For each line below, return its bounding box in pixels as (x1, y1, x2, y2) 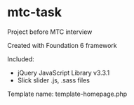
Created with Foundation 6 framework (7, 41, 117, 49)
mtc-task (7, 4, 62, 20)
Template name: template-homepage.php (7, 89, 128, 98)
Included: (7, 54, 35, 63)
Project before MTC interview (7, 27, 93, 36)
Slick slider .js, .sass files (17, 75, 90, 85)
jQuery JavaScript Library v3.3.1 (17, 68, 110, 77)
